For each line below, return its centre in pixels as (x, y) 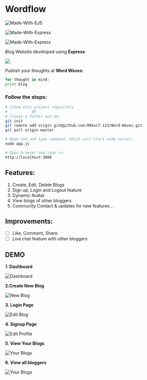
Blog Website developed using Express (45, 52)
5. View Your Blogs (25, 343)
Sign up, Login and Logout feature (47, 190)
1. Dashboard (19, 267)
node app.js (17, 144)
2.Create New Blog (25, 286)
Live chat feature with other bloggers (50, 239)
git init (14, 121)
